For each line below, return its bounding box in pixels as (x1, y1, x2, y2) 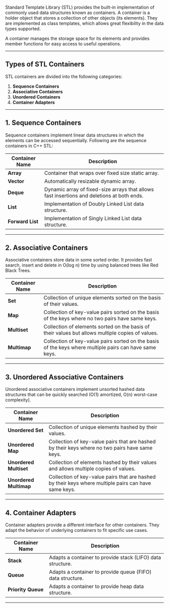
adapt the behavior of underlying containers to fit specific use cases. (5, 527, 148, 533)
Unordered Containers (12, 94, 61, 100)
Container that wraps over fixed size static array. (44, 169, 159, 176)
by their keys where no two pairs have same (48, 444, 152, 451)
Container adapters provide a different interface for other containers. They (5, 522, 159, 528)
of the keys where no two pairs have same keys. (43, 315, 157, 322)
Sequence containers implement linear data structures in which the (5, 132, 144, 138)
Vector (8, 177, 24, 184)
